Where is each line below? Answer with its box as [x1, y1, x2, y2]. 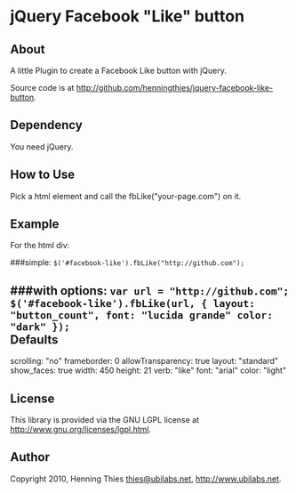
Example [10, 216, 60, 232]
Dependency [10, 117, 83, 133]
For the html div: [10, 240, 70, 251]
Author [10, 449, 50, 465]
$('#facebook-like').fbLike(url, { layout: [10, 296, 256, 310]
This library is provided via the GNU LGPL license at [10, 415, 200, 425]
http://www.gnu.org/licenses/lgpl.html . [10, 424, 152, 435]
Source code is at [10, 83, 75, 93]
